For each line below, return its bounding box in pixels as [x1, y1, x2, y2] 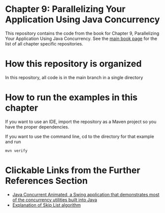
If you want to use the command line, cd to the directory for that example [5, 133, 155, 139]
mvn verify [5, 148, 28, 153]
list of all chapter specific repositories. [5, 41, 83, 46]
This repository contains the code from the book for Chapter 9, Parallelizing [5, 30, 160, 36]
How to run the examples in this [5, 92, 138, 103]
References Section [5, 175, 88, 186]
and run [5, 138, 21, 144]
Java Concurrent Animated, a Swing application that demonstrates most [12, 191, 160, 197]
